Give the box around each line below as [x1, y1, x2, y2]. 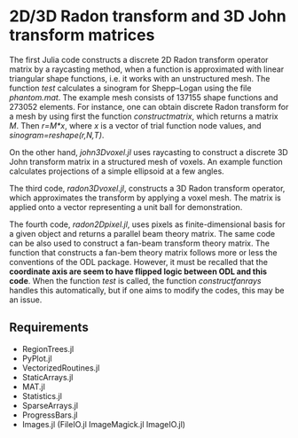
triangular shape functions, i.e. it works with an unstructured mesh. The [9, 73, 271, 83]
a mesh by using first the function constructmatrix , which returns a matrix [9, 111, 278, 121]
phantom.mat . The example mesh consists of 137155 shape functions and [9, 91, 278, 103]
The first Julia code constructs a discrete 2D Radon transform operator [9, 54, 269, 65]
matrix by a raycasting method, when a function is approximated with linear [9, 64, 285, 74]
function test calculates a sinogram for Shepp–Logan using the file [9, 82, 252, 93]
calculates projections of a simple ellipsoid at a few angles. [9, 166, 224, 176]
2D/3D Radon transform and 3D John [9, 6, 286, 27]
